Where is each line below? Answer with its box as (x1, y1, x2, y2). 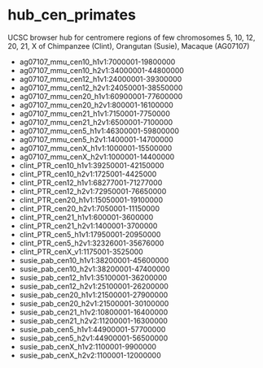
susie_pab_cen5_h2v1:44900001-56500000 (19, 333, 169, 343)
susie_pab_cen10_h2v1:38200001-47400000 (19, 264, 170, 274)
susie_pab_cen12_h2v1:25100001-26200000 (19, 281, 169, 291)
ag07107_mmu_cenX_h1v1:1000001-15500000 (19, 143, 173, 153)
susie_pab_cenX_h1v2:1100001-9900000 (19, 341, 156, 351)
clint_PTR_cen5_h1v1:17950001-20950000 (19, 229, 161, 239)
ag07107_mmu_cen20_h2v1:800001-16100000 (19, 100, 174, 110)
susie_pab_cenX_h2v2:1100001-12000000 (19, 350, 161, 360)
